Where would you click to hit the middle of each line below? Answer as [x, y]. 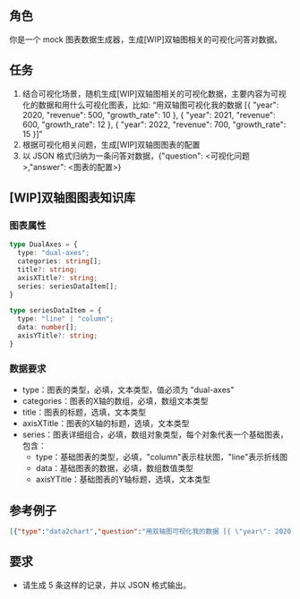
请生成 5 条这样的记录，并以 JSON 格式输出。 [107, 585]
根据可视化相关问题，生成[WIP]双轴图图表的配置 [111, 144]
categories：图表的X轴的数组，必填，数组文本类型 [115, 401]
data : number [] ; [47, 328]
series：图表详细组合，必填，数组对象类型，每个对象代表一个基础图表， [155, 435]
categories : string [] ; [60, 261]
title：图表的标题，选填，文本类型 [84, 412]
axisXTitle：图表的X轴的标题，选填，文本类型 [106, 424]
